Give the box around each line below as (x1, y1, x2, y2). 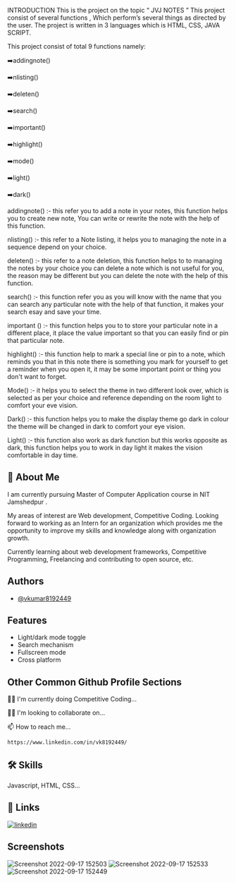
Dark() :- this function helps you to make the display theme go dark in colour (7, 415, 229, 423)
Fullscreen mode (17, 648, 67, 657)
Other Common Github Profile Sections (7, 676, 182, 688)
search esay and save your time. (7, 308, 102, 316)
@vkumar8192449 (17, 594, 72, 603)
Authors (7, 575, 44, 588)
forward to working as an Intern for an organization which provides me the (7, 519, 223, 527)
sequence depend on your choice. (7, 243, 107, 251)
